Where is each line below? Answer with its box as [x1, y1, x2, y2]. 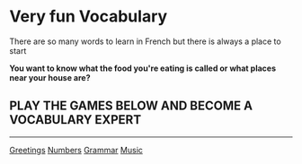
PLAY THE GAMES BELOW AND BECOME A [9, 99, 253, 114]
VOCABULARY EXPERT [9, 112, 142, 127]
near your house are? [9, 72, 92, 82]
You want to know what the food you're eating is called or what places [9, 63, 277, 73]
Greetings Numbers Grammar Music [9, 144, 144, 155]
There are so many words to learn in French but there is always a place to [9, 36, 281, 47]
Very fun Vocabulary [9, 6, 168, 27]
